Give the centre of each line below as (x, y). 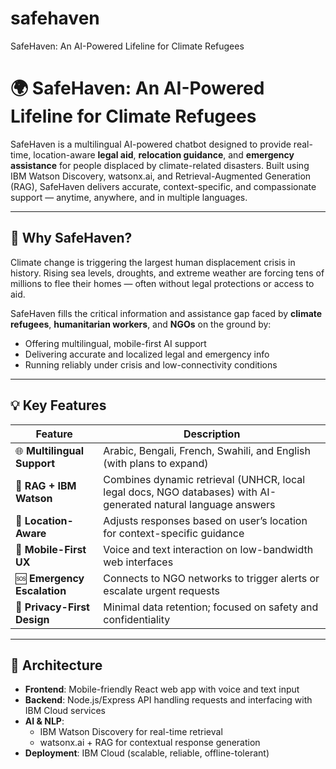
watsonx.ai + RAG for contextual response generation (150, 743)
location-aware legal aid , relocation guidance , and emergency (164, 154)
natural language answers (214, 504)
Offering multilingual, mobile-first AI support (115, 343)
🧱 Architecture (56, 665)
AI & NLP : (44, 721)
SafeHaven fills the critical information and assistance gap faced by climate (166, 313)
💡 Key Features (58, 405)
